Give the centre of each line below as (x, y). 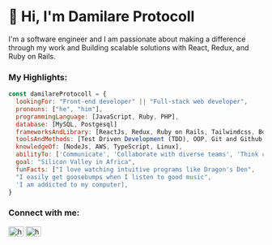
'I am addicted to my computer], (72, 185)
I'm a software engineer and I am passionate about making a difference (127, 39)
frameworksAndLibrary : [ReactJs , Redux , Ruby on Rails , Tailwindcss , (135, 132)
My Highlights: (38, 77)
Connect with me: (44, 213)
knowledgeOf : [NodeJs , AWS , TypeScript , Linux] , (99, 147)
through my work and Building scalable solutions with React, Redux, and (129, 47)
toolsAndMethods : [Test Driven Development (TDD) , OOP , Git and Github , (141, 140)
